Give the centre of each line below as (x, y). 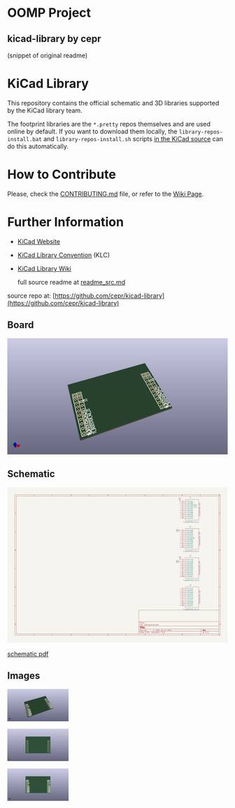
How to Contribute (62, 174)
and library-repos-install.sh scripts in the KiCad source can (133, 138)
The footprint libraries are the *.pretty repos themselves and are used (109, 124)
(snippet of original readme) (48, 55)
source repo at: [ (31, 296)
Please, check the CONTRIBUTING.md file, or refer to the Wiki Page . (106, 194)
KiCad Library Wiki (44, 268)
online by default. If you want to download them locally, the (92, 131)
